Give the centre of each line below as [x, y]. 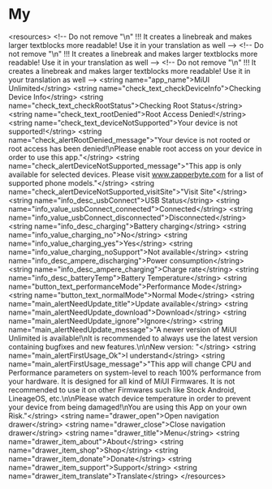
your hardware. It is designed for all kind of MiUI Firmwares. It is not [122, 381]
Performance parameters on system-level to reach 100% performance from [135, 372]
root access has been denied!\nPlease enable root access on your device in [135, 148]
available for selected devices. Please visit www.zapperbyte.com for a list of [136, 174]
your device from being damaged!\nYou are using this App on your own [128, 407]
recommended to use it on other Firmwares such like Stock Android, [123, 389]
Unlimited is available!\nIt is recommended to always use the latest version [133, 338]
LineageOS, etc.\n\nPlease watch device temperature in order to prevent [130, 398]
